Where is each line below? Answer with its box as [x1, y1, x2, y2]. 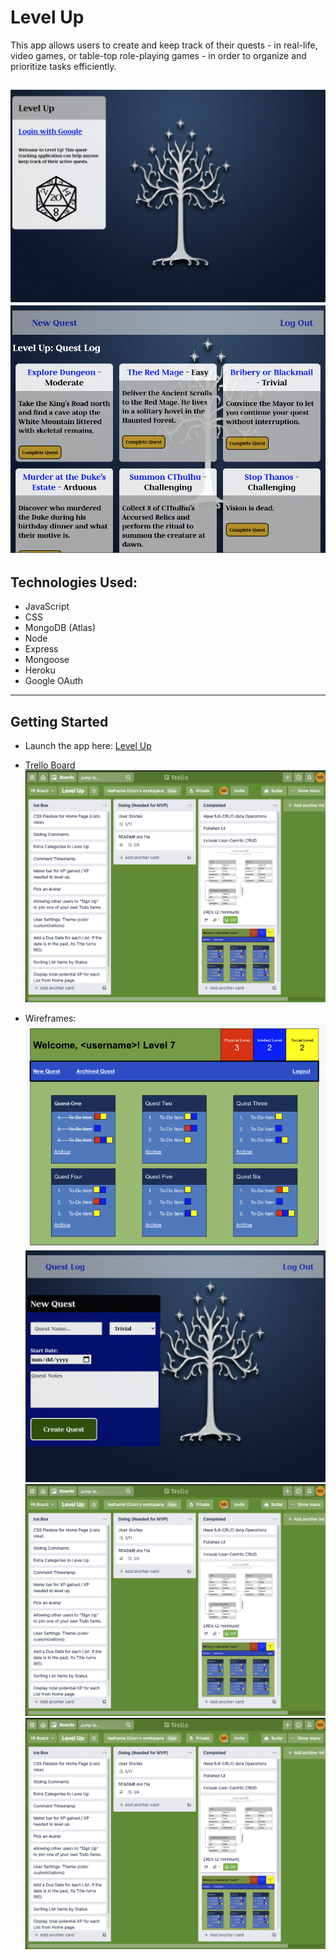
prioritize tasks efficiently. [10, 60, 117, 72]
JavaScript [24, 601, 70, 613]
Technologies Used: [10, 574, 138, 591]
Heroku [24, 664, 56, 676]
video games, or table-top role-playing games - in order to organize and [10, 49, 307, 61]
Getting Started [10, 713, 109, 730]
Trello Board [24, 759, 76, 771]
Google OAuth [24, 675, 84, 687]
